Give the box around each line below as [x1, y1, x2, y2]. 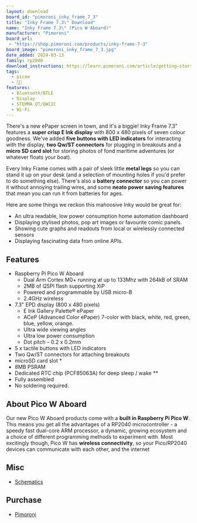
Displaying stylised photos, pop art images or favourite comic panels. [14, 219, 182, 226]
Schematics [14, 478, 43, 485]
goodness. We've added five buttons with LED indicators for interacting [6, 135, 182, 142]
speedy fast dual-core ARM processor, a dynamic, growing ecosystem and [6, 427, 187, 434]
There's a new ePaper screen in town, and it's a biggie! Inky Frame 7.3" [6, 122, 178, 129]
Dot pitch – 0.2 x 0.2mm [23, 339, 81, 346]
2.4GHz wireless [23, 295, 64, 302]
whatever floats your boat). [6, 153, 72, 161]
